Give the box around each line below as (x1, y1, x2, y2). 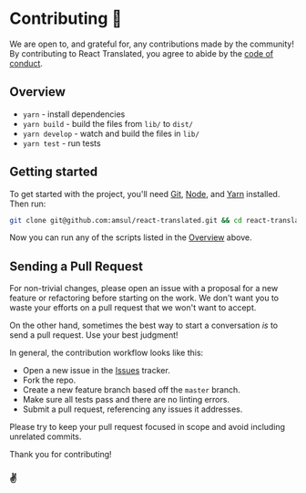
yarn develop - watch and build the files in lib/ (22, 128, 200, 139)
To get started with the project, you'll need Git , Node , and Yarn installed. (9, 188, 280, 199)
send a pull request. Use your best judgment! (9, 330, 179, 341)
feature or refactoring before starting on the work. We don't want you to (9, 292, 280, 304)
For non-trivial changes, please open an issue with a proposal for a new (9, 283, 279, 294)
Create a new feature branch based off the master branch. (22, 384, 241, 395)
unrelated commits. (9, 431, 82, 442)
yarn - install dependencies (22, 109, 126, 120)
